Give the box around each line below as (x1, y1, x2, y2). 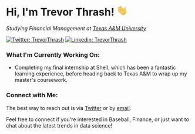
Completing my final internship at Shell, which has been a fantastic (14, 64, 176, 71)
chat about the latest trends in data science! (6, 122, 113, 129)
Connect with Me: (6, 91, 58, 99)
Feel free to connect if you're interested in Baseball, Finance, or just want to (6, 116, 190, 123)
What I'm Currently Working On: (6, 50, 100, 59)
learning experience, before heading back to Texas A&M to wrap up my (14, 70, 187, 77)
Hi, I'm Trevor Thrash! (6, 5, 115, 19)
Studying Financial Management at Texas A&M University (6, 25, 147, 32)
